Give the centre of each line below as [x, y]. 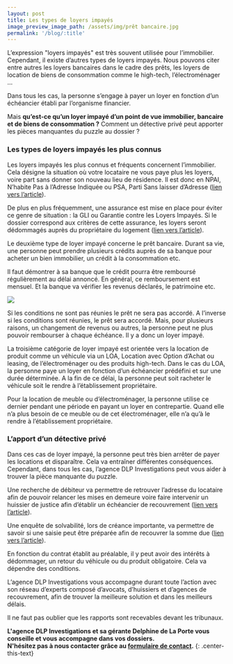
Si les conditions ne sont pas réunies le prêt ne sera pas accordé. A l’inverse [116, 313]
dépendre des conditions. [44, 568]
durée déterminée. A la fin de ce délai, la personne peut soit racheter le [109, 378]
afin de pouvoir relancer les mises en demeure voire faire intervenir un [108, 497]
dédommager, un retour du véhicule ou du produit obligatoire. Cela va [107, 561]
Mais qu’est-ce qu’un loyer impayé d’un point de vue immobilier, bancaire [115, 117]
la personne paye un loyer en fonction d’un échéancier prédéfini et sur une [114, 371]
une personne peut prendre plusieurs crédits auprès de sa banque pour [110, 250]
